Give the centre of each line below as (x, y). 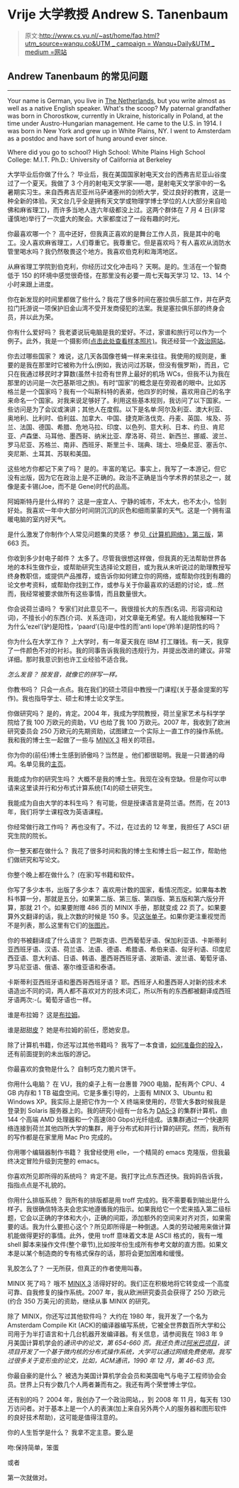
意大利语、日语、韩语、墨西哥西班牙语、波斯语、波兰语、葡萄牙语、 (131, 957)
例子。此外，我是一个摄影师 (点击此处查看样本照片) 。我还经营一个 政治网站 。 (118, 340)
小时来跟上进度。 (32, 284)
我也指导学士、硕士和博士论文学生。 (75, 698)
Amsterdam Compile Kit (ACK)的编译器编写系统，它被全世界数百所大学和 (113, 1325)
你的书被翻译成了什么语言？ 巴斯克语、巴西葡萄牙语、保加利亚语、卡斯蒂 (114, 940)
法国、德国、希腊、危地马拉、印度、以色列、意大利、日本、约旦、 (116, 427)
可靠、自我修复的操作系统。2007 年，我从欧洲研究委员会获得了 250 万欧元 (116, 1292)
